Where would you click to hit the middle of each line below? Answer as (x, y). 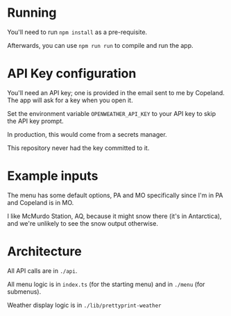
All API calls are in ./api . (42, 271)
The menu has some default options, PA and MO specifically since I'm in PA (115, 195)
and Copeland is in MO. (41, 202)
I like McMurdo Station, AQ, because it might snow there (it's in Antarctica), (114, 216)
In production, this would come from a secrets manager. (87, 134)
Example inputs (53, 176)
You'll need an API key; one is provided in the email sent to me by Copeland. (116, 92)
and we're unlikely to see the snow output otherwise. (83, 223)
